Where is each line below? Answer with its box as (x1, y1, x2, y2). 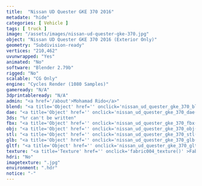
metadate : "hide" (6, 14, 50, 20)
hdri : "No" (6, 154, 34, 160)
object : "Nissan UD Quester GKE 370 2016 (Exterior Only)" (6, 37, 158, 43)
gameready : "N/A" (6, 87, 50, 93)
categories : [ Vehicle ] (6, 20, 69, 26)
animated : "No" (6, 59, 44, 65)
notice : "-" (6, 170, 36, 177)
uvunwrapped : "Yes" (6, 53, 55, 59)
